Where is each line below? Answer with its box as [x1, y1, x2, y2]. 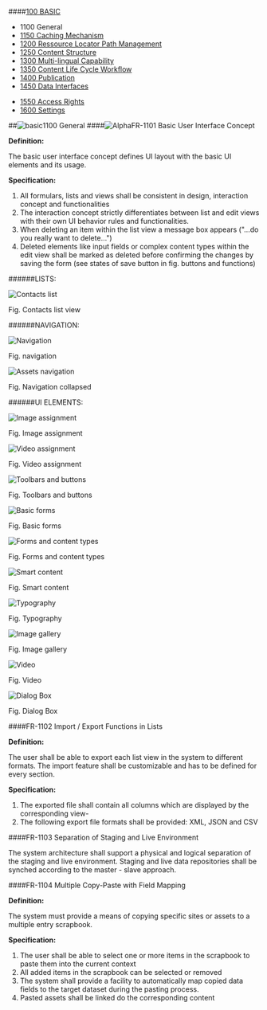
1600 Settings [19, 105, 65, 115]
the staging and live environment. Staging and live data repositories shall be [8, 856, 257, 866]
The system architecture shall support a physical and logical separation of [8, 848, 252, 857]
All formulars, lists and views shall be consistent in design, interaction [19, 191, 249, 200]
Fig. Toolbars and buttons [8, 490, 93, 499]
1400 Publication [19, 73, 76, 82]
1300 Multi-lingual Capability [19, 56, 114, 65]
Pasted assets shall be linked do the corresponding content [19, 993, 215, 1002]
